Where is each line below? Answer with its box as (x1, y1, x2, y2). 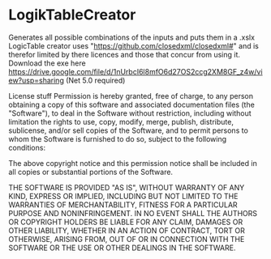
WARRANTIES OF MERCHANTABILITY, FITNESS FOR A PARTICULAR (8, 200, 238, 210)
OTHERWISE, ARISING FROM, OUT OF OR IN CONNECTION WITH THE (8, 234, 245, 244)
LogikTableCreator (8, 6, 136, 24)
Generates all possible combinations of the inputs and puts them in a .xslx (8, 32, 256, 42)
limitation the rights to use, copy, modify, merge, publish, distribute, (8, 117, 234, 126)
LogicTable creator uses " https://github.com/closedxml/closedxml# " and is (8, 40, 260, 50)
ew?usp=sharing (8, 75, 65, 85)
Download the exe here (8, 58, 87, 68)
